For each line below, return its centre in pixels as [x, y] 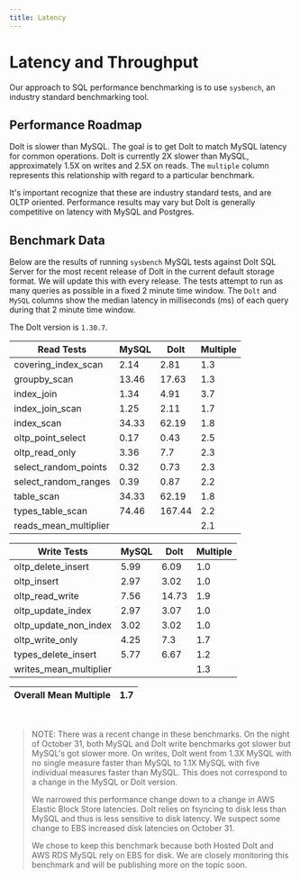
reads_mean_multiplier [62, 526]
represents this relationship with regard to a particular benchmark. [132, 176]
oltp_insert [36, 582]
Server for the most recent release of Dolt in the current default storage [142, 272]
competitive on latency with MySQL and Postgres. [102, 212]
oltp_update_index [53, 611]
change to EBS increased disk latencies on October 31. [133, 829]
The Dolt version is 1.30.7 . [59, 327]
